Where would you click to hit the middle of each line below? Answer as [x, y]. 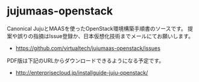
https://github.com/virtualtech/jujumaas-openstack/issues [88, 48]
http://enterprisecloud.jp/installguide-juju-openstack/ [82, 72]
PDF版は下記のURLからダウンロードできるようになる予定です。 [86, 60]
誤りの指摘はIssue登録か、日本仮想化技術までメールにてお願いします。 [105, 36]
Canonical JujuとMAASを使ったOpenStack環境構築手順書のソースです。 [96, 28]
